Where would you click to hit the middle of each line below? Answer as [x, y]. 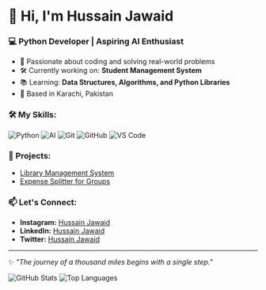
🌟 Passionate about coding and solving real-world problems [117, 62]
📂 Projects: [30, 155]
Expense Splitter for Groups [65, 181]
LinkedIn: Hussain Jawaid [62, 231]
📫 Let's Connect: [43, 202]
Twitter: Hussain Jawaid [60, 239]
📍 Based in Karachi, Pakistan [66, 93]
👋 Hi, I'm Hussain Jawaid [91, 16]
